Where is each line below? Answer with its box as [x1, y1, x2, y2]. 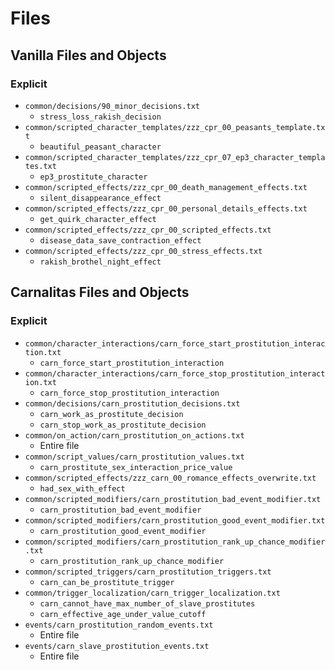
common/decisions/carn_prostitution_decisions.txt [24, 398, 241, 409]
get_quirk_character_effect [39, 214, 157, 224]
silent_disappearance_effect [39, 193, 162, 203]
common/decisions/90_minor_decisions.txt [24, 101, 200, 111]
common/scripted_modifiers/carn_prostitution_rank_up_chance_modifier [24, 537, 326, 547]
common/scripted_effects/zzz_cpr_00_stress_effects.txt [24, 246, 263, 256]
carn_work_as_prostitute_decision [39, 409, 184, 419]
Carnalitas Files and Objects [10, 284, 190, 301]
